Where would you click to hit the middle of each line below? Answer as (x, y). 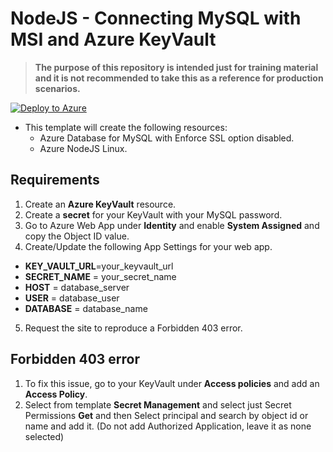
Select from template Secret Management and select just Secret (158, 404)
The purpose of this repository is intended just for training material (176, 67)
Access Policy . (56, 394)
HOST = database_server (77, 287)
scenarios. (57, 88)
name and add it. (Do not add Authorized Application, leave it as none (168, 426)
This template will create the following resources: (126, 127)
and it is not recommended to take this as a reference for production (179, 78)
